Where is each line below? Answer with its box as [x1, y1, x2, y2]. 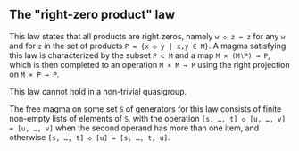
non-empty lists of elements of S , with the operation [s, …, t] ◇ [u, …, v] [9, 113, 287, 123]
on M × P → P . [9, 69, 60, 80]
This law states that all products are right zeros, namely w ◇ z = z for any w [9, 30, 286, 41]
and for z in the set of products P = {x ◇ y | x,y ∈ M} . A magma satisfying [9, 40, 287, 51]
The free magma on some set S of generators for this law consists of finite [9, 103, 282, 114]
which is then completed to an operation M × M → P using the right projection [9, 59, 290, 70]
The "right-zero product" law [9, 7, 176, 22]
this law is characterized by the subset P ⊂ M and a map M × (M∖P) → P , [9, 49, 270, 61]
